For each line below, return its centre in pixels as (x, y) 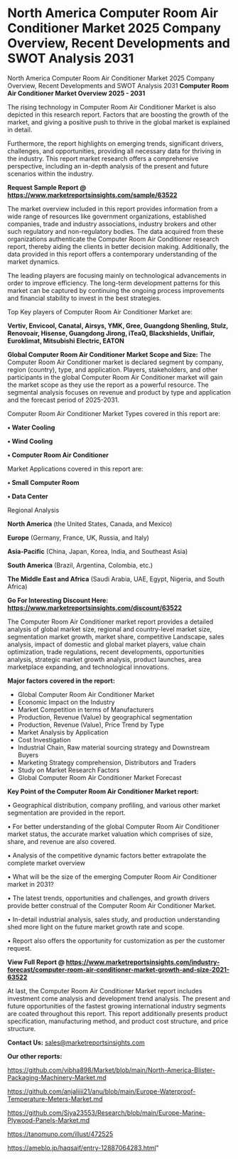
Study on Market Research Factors (68, 770)
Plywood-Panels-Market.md (49, 1120)
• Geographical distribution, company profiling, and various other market (114, 805)
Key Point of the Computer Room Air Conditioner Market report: (103, 791)
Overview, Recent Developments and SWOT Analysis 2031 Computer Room (118, 85)
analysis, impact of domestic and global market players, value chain (107, 644)
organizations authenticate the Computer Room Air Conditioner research (113, 239)
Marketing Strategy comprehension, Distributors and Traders (107, 762)
